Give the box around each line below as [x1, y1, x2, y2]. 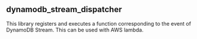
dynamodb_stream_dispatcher [6, 5, 122, 15]
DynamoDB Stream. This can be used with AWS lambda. [6, 26, 144, 33]
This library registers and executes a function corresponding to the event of [6, 20, 192, 27]
